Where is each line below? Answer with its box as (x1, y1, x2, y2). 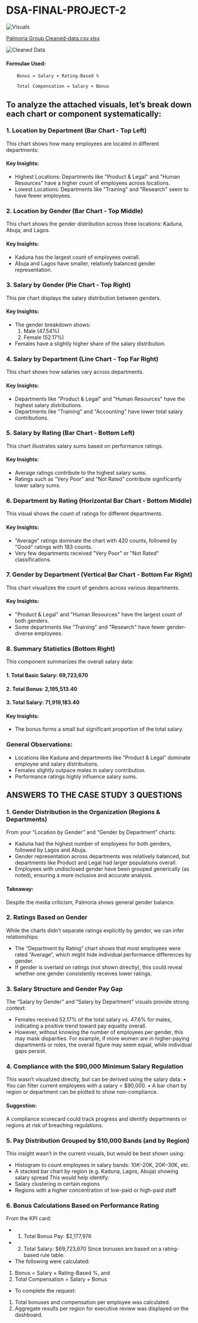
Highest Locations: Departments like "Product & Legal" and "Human (14, 173, 180, 180)
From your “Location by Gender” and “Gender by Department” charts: (6, 829, 176, 836)
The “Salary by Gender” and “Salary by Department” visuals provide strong (6, 998, 189, 1005)
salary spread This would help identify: (14, 1173, 109, 1181)
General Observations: (6, 740, 73, 748)
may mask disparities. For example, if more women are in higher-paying (14, 1035, 190, 1042)
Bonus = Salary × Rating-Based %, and (14, 1270, 111, 1277)
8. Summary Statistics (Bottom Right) (6, 645, 115, 653)
